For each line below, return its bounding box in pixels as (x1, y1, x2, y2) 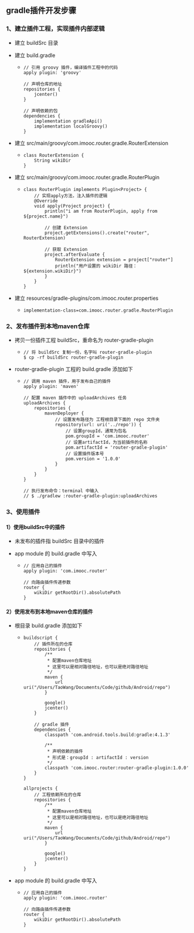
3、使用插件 (6, 507, 40, 516)
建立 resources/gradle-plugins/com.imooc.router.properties (14, 295, 159, 302)
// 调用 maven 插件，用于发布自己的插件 (23, 378, 111, 384)
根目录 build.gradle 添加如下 (14, 622, 83, 629)
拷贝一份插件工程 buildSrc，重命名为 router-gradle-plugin (14, 336, 154, 343)
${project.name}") (23, 213, 69, 219)
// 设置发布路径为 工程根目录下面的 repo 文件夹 (55, 416, 160, 422)
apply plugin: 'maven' (23, 383, 79, 389)
